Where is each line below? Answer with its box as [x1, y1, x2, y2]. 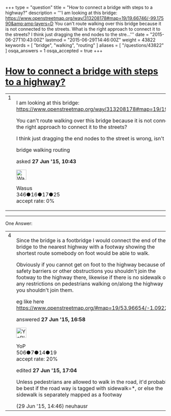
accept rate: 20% [16, 355, 58, 362]
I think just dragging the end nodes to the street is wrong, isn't [16, 135, 164, 142]
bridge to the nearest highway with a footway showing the [16, 243, 155, 250]
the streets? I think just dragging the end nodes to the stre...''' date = [5, 32, 149, 37]
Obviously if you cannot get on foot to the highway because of [16, 261, 165, 268]
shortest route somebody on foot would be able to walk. [16, 249, 150, 256]
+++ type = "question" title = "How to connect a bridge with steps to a [5, 5, 153, 10]
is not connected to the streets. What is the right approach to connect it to [5, 26, 161, 32]
